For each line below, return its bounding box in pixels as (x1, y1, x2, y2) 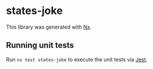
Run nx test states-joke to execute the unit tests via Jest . (6, 56, 148, 63)
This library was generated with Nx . (6, 23, 92, 30)
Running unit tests (6, 40, 74, 50)
